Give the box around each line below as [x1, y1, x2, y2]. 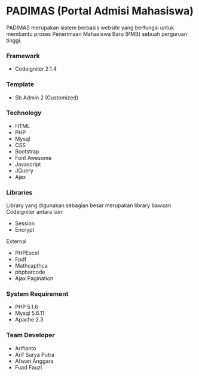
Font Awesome [14, 154, 52, 161]
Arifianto [14, 344, 36, 351]
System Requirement [6, 290, 69, 298]
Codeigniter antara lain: [6, 208, 64, 216]
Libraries [6, 188, 33, 196]
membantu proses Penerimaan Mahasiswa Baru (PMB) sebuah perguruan [6, 30, 187, 37]
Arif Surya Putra [14, 351, 55, 358]
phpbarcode [14, 268, 45, 276]
